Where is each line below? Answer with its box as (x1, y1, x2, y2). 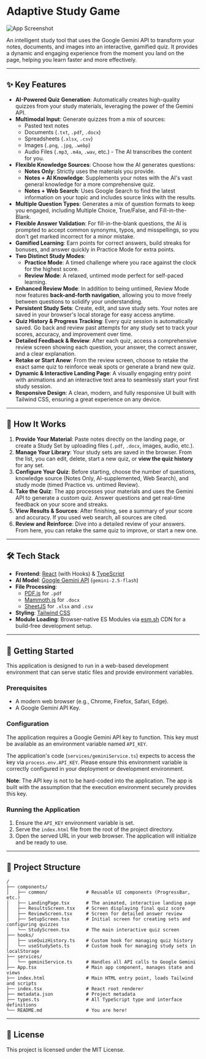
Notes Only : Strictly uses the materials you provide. (24, 167, 155, 175)
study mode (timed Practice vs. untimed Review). (15, 481, 140, 488)
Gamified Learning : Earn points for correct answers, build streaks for (15, 239, 191, 247)
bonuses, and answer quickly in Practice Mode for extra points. (15, 245, 175, 253)
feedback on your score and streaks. (15, 500, 109, 508)
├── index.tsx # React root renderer (6, 985, 144, 992)
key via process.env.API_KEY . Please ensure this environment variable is (6, 759, 188, 766)
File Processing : (15, 583, 57, 591)
